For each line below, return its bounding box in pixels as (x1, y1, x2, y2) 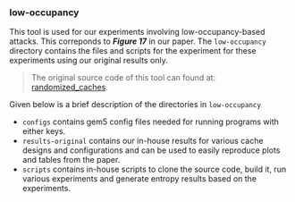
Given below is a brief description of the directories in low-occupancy (9, 99, 262, 110)
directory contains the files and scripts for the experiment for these (9, 46, 257, 56)
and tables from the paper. (21, 155, 121, 165)
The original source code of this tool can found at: (30, 72, 216, 83)
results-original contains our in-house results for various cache (21, 136, 264, 147)
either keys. (21, 126, 66, 137)
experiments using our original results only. (9, 55, 168, 66)
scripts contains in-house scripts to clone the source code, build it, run (21, 164, 287, 175)
